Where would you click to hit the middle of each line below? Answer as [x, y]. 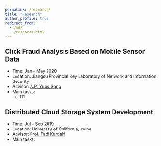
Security [20, 81]
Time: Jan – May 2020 [34, 71]
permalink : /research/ [28, 9]
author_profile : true [27, 18]
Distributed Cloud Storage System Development [79, 112]
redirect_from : [20, 23]
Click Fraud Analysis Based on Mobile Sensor [75, 52]
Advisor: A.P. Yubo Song [37, 86]
